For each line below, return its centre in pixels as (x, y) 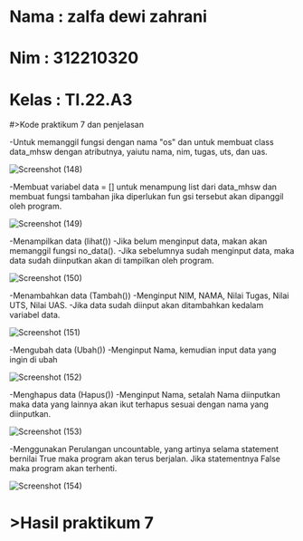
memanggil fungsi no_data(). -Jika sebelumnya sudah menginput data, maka (152, 251)
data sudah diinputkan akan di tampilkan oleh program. (112, 261)
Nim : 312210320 (74, 58)
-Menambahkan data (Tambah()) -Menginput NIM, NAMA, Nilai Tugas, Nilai (149, 295)
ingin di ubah (33, 360)
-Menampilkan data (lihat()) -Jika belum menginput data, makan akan (138, 241)
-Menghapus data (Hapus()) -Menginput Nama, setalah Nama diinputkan (145, 395)
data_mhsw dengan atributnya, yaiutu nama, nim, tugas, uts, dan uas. (139, 152)
